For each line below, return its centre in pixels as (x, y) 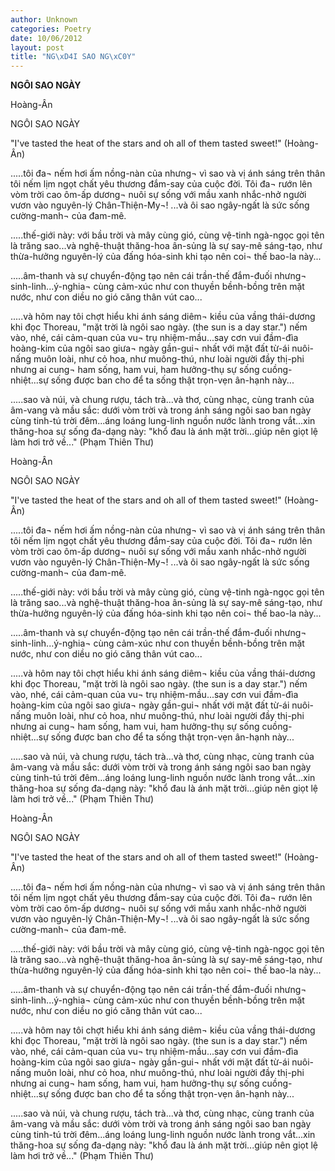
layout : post (37, 47)
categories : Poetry (51, 29)
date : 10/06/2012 (46, 38)
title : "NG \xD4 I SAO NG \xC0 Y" (73, 57)
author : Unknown (44, 19)
